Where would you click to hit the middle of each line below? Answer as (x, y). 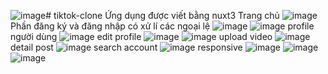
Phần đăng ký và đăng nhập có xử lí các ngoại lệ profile (162, 26)
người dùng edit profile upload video (141, 36)
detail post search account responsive (126, 47)
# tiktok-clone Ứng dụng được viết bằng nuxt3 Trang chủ (162, 15)
